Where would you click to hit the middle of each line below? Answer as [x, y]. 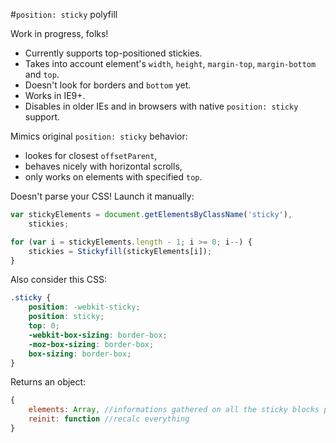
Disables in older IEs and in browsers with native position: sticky [161, 106]
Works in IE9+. [55, 95]
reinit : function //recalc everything [109, 419]
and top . [42, 74]
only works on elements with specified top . [113, 177]
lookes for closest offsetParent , [91, 155]
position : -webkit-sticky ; [84, 307]
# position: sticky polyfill [64, 14]
